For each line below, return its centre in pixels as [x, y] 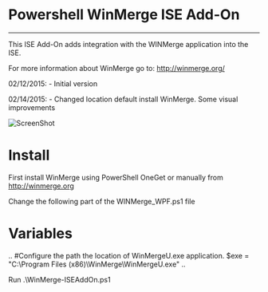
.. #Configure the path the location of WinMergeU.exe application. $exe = [129, 255]
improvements [32, 107]
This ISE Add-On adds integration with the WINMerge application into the [128, 44]
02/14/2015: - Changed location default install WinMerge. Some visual [123, 99]
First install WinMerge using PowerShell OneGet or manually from [116, 177]
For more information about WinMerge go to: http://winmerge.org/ [117, 68]
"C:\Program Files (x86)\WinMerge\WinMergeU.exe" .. [97, 264]
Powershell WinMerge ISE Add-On [124, 15]
